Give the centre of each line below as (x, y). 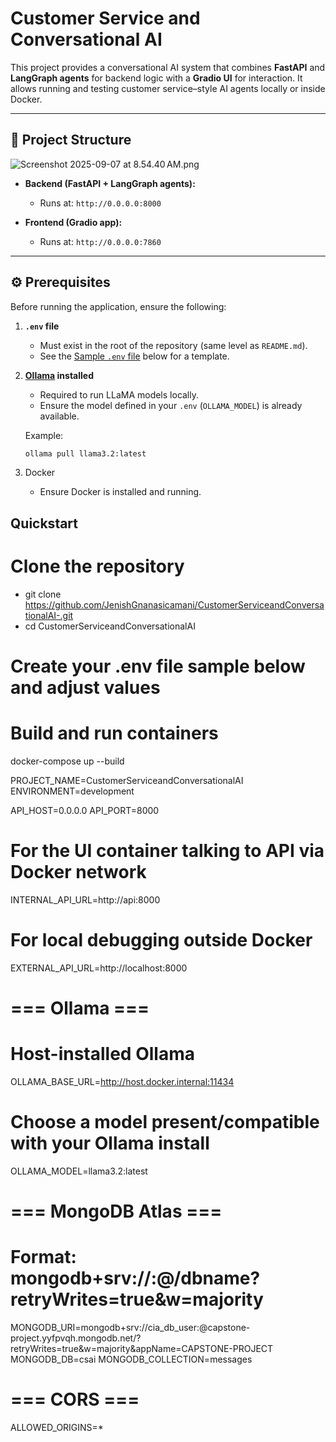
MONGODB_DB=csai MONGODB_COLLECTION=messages (131, 1359)
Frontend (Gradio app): (73, 222)
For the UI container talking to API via (167, 851)
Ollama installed (59, 375)
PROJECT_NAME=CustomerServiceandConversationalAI (127, 780)
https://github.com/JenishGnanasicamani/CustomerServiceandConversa (174, 604)
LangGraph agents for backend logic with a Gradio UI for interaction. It (156, 78)
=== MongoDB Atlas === (116, 1211)
